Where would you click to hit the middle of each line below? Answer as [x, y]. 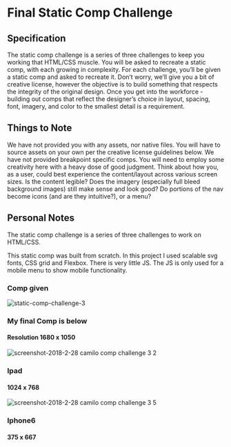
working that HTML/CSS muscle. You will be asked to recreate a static [107, 62]
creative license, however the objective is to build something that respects [113, 84]
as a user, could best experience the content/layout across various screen [112, 174]
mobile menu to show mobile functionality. [67, 270]
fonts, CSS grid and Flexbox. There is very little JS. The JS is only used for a [115, 263]
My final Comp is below [47, 321]
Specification [37, 38]
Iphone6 [21, 421]
